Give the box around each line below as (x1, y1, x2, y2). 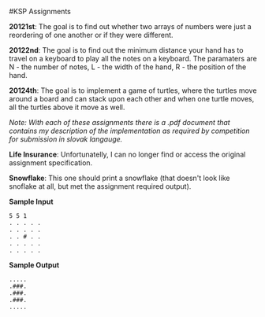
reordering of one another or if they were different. (9, 31, 174, 39)
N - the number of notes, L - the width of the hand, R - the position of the (9, 62, 247, 72)
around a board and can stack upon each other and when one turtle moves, (9, 94, 255, 103)
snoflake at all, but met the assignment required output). (9, 182, 192, 191)
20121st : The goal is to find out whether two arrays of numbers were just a (9, 22, 252, 31)
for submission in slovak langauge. (9, 135, 123, 144)
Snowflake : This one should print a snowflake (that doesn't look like (9, 173, 230, 182)
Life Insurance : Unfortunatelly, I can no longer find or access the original (9, 149, 246, 159)
